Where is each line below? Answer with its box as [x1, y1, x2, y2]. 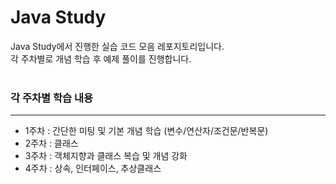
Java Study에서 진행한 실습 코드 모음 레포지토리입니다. [10, 40, 225, 52]
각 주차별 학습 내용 [10, 91, 94, 105]
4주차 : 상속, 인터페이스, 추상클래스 [24, 162, 162, 175]
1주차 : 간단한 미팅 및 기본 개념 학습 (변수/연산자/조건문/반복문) [24, 125, 269, 137]
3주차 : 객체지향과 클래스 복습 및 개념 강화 [24, 150, 188, 162]
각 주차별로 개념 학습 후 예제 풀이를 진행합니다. [10, 52, 192, 65]
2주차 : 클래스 [24, 137, 79, 150]
